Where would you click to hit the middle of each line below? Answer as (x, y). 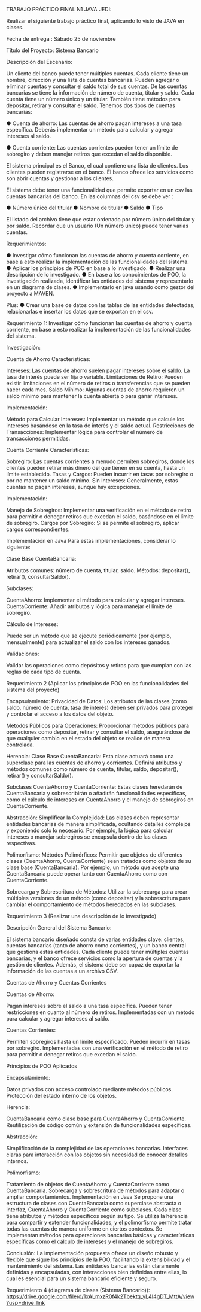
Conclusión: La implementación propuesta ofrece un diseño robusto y (92, 1253)
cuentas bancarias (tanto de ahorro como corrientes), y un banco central (96, 945)
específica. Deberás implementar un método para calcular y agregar (90, 130)
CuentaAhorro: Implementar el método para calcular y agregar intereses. (96, 600)
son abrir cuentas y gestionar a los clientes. (60, 178)
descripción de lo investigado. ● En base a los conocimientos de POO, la (96, 274)
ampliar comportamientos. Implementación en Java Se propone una (90, 1197)
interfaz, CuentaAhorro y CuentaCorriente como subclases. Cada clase (94, 1210)
